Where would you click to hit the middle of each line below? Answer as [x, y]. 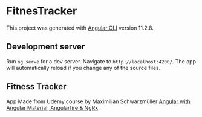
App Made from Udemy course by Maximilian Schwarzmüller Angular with [98, 101]
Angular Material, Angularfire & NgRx [52, 107]
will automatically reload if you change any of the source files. [83, 68]
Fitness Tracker [36, 87]
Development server [46, 47]
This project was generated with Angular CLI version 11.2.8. [80, 28]
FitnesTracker [42, 11]
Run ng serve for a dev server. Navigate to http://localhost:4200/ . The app [101, 61]
